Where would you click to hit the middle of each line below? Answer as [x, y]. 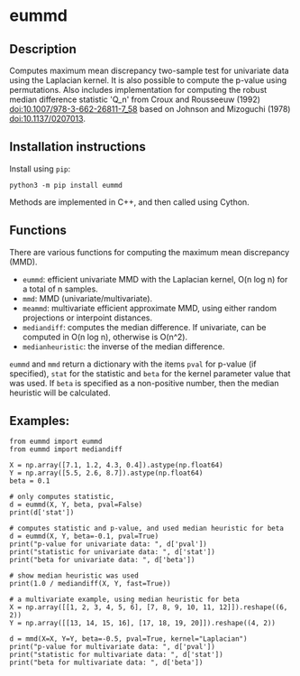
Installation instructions [77, 147]
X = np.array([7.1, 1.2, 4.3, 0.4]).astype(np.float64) [116, 466]
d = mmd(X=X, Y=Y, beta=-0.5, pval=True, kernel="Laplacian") [128, 639]
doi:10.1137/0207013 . [47, 119]
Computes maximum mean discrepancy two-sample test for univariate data [150, 70]
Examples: [40, 421]
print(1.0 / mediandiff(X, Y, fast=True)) [90, 584]
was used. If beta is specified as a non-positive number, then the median [144, 383]
